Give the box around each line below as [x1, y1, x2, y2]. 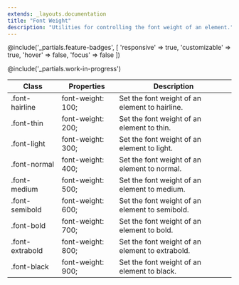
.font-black [11, 261, 49, 271]
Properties [68, 81, 105, 91]
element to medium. [119, 185, 186, 195]
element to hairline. [119, 103, 184, 113]
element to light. [119, 143, 173, 153]
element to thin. [119, 123, 171, 133]
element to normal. [119, 164, 182, 174]
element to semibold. [119, 204, 190, 214]
